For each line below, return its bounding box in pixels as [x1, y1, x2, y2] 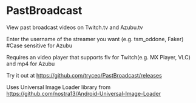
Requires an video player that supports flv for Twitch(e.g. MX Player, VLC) [6, 53, 191, 61]
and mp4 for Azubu [6, 60, 55, 67]
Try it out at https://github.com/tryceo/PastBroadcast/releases [6, 71, 162, 79]
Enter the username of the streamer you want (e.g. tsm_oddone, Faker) [6, 35, 184, 42]
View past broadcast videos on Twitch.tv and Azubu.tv [6, 24, 143, 31]
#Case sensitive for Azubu [6, 42, 73, 49]
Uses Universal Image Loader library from [6, 83, 111, 91]
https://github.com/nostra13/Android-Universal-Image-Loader [6, 90, 161, 97]
